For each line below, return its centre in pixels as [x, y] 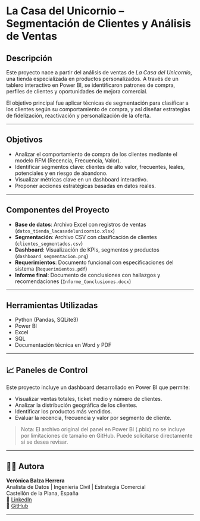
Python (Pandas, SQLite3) [46, 320]
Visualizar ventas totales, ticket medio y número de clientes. [88, 399]
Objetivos [24, 140]
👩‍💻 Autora [25, 466]
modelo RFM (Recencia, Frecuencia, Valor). [68, 160]
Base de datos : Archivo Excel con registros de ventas [81, 224]
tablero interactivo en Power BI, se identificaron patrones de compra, [91, 85]
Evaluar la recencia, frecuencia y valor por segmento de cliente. [93, 418]
